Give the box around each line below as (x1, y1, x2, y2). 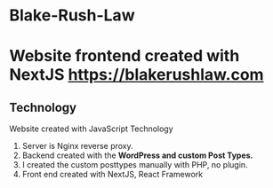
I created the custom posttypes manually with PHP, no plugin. (21, 160, 248, 170)
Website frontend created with (9, 46, 240, 67)
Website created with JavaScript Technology (9, 123, 173, 134)
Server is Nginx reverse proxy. (21, 141, 133, 152)
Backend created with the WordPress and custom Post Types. (21, 150, 253, 161)
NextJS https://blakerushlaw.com (9, 65, 264, 85)
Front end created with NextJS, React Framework (21, 169, 204, 180)
